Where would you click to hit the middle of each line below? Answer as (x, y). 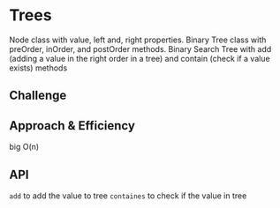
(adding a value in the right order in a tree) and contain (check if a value (140, 58)
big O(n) (24, 147)
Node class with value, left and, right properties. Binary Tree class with (138, 40)
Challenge (38, 96)
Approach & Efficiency (72, 126)
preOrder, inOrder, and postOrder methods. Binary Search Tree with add (140, 48)
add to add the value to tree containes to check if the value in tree (128, 196)
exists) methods (38, 68)
